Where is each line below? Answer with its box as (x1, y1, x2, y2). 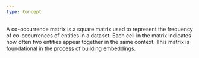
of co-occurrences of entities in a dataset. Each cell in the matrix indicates (6, 31, 191, 39)
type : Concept (6, 8, 42, 15)
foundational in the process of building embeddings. (6, 45, 136, 52)
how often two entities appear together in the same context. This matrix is (6, 38, 190, 45)
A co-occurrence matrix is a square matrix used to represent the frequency (6, 25, 193, 33)
